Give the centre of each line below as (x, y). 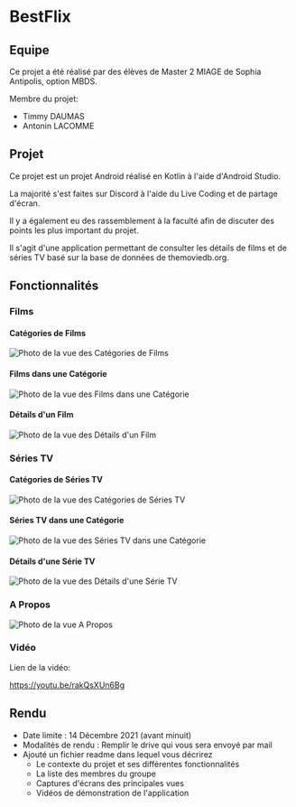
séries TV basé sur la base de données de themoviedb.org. (120, 257)
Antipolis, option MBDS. (53, 81)
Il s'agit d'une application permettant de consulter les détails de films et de (148, 248)
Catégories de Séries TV (56, 480)
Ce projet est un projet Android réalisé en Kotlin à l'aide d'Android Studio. (145, 176)
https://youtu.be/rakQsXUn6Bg (67, 685)
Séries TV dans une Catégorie (67, 521)
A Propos (30, 605)
